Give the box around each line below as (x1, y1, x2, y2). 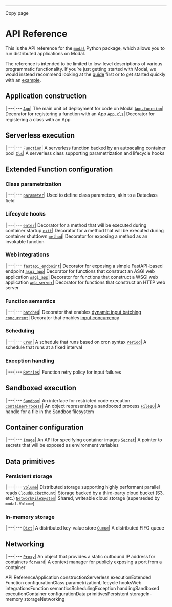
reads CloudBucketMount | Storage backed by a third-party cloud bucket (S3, (5, 489, 164, 496)
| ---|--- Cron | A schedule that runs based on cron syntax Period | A (5, 339, 147, 345)
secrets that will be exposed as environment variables (5, 442, 119, 448)
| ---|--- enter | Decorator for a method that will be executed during (5, 222, 147, 228)
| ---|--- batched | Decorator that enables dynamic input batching (5, 309, 142, 316)
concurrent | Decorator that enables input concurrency (5, 315, 119, 321)
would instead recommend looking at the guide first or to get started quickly (5, 71, 166, 77)
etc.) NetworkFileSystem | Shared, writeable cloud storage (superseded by (5, 495, 160, 501)
